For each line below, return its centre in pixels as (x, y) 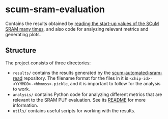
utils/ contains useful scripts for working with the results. (74, 110)
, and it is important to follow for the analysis (114, 83)
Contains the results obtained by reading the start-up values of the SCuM (82, 23)
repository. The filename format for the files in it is (76, 78)
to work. (21, 89)
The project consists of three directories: (48, 63)
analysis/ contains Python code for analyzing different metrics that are (87, 94)
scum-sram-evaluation (55, 9)
